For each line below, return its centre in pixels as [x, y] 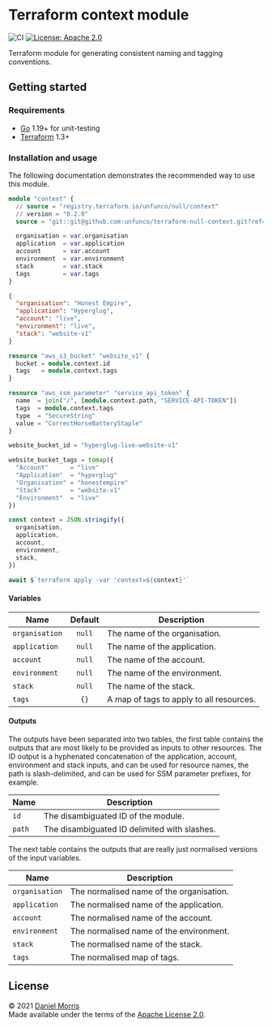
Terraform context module [99, 15]
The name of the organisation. [164, 633]
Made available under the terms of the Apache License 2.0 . [107, 1014]
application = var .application [70, 244]
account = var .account [63, 251]
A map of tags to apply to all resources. [182, 699]
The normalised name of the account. [141, 917]
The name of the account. [156, 660]
